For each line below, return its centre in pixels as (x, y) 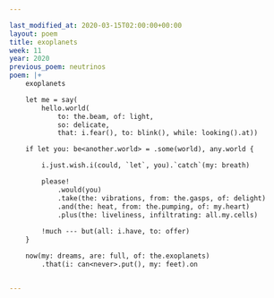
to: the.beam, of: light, (105, 116)
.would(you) (79, 190)
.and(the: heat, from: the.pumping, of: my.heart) (154, 207)
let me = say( (51, 99)
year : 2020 (30, 59)
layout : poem (34, 34)
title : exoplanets (43, 42)
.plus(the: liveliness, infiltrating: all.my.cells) (157, 215)
